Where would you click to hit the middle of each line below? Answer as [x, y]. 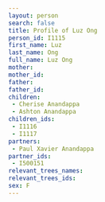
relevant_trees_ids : [43, 179]
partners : [25, 141]
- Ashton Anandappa [44, 112]
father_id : [26, 89]
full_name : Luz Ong [41, 60]
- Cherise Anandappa [46, 104]
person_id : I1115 [37, 38]
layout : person [33, 16]
